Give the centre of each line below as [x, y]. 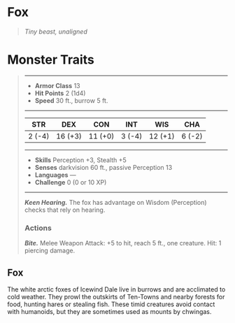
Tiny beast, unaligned [56, 31]
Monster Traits [51, 60]
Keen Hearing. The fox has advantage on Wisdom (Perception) [116, 202]
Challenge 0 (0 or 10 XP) [71, 182]
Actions [38, 228]
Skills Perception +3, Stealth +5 [81, 160]
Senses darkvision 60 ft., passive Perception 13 [104, 167]
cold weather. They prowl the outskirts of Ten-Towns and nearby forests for [116, 296]
